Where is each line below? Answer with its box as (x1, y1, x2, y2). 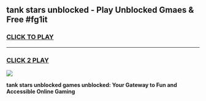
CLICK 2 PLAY (6, 56, 49, 64)
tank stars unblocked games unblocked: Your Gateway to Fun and (6, 81, 178, 88)
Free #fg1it (6, 15, 48, 25)
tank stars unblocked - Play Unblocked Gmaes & (6, 5, 194, 15)
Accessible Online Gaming (6, 88, 75, 95)
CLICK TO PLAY (6, 33, 54, 42)
